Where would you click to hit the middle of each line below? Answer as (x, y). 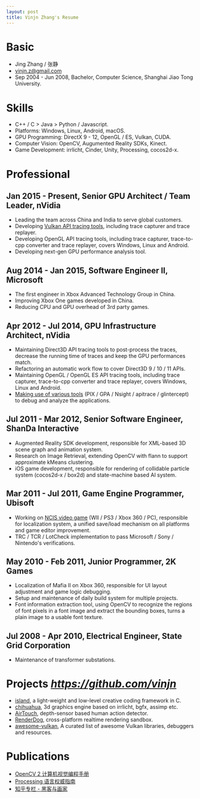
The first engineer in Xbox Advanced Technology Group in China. (95, 295)
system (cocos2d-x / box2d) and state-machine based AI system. (96, 475)
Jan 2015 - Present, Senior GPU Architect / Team (98, 196)
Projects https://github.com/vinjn (91, 684)
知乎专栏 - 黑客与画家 (41, 789)
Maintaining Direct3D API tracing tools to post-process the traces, (96, 350)
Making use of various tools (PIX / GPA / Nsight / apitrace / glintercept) (102, 394)
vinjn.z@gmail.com (38, 71)
